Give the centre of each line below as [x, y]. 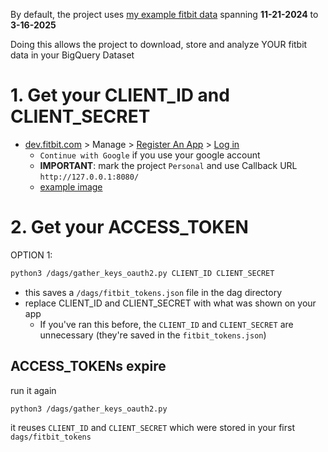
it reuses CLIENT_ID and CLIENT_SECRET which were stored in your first [152, 428]
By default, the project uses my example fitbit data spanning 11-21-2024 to [164, 14]
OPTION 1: [31, 255]
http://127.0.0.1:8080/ [89, 177]
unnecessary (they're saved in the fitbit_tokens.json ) [153, 335]
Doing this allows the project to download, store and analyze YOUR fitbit [159, 44]
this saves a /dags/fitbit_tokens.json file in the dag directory [153, 292]
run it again [33, 390]
